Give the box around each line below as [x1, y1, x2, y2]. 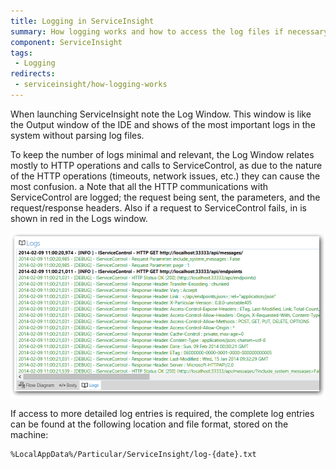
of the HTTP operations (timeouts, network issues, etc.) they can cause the [10, 170, 321, 182]
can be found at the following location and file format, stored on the [10, 418, 289, 430]
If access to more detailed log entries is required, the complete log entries [10, 407, 315, 419]
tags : [10, 48, 33, 58]
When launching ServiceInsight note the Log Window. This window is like [10, 108, 312, 120]
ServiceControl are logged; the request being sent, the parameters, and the [10, 191, 321, 203]
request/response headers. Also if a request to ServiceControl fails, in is [10, 201, 307, 214]
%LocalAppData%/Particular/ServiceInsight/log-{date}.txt [10, 449, 257, 459]
